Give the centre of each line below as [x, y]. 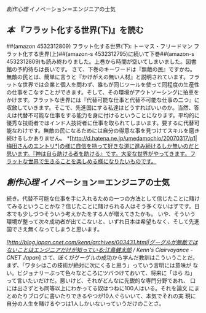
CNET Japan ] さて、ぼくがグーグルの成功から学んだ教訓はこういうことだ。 [102, 257]
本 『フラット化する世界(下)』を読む [75, 30]
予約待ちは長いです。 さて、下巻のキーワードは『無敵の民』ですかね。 [106, 69]
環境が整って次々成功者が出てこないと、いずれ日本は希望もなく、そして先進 [103, 221]
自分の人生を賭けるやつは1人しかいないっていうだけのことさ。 [85, 303]
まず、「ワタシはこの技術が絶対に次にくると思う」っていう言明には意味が [99, 265]
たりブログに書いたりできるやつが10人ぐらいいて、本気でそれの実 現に [107, 296]
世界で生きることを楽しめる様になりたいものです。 [92, 161]
